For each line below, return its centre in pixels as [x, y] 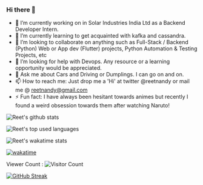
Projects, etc [31, 55]
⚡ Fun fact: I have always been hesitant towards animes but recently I [101, 97]
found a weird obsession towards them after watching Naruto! [92, 106]
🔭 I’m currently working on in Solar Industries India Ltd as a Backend [100, 23]
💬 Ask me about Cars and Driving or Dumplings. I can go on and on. [99, 75]
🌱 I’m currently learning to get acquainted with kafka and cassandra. [100, 36]
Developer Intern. [37, 29]
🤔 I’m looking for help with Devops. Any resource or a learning [92, 62]
